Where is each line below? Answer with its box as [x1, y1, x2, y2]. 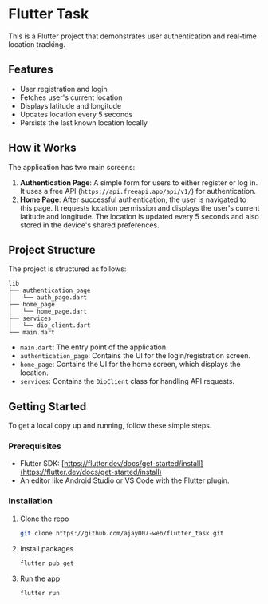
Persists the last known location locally [19, 117, 148, 128]
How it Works [8, 141, 77, 155]
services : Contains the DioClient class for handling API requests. [19, 377, 235, 386]
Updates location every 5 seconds [19, 109, 133, 119]
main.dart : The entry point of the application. [19, 342, 168, 352]
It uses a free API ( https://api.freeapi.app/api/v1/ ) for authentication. [19, 186, 257, 195]
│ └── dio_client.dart [8, 322, 91, 330]
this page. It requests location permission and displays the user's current [19, 203, 260, 212]
